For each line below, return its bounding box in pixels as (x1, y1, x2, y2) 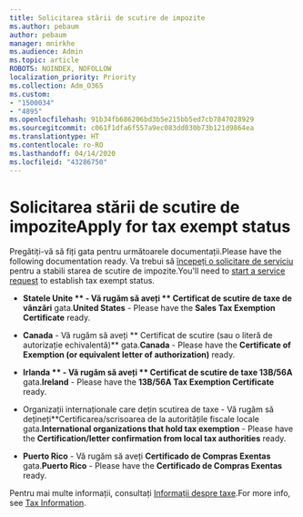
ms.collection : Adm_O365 (9, 81, 104, 90)
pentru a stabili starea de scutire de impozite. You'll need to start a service (9, 265, 286, 276)
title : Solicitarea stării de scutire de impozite (9, 13, 206, 23)
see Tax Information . (9, 498, 86, 509)
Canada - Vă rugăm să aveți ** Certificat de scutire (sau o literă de (22, 330, 273, 341)
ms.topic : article (9, 56, 79, 65)
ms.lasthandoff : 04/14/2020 (9, 149, 116, 158)
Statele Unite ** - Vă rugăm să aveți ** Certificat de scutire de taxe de (22, 293, 293, 304)
